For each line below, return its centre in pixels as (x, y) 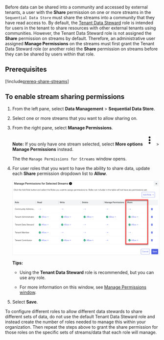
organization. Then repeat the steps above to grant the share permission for (82, 327)
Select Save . (25, 302)
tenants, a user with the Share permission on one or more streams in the (78, 12)
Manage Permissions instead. (43, 149)
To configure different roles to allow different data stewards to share (74, 312)
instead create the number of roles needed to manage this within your (75, 322)
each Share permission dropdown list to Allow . (60, 173)
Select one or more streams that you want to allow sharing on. (75, 118)
